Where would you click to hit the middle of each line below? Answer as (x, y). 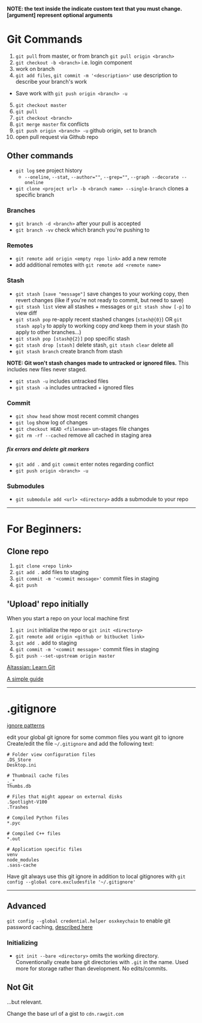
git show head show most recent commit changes (77, 416)
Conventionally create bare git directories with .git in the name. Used (102, 962)
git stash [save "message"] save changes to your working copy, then (102, 294)
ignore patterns (26, 725)
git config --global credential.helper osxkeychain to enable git (89, 921)
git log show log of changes (52, 422)
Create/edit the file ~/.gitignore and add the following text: (80, 743)
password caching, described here (50, 927)
